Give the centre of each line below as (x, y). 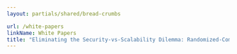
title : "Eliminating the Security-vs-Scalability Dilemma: (96, 39)
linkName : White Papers (42, 33)
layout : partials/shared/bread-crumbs (64, 14)
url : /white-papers (35, 26)
